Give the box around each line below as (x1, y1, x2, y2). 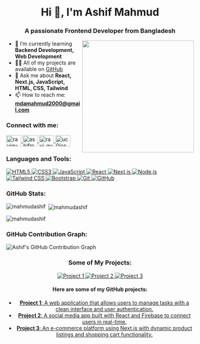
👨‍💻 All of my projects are (14, 59, 76, 66)
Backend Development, (14, 47, 74, 54)
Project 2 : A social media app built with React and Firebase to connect (18, 312, 191, 319)
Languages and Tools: (6, 155, 71, 163)
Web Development (14, 53, 62, 60)
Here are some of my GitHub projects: (52, 286, 148, 293)
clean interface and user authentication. (55, 305, 154, 312)
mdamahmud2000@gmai (14, 100, 80, 107)
